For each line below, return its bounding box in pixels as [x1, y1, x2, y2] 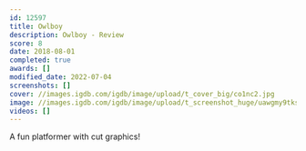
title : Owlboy [9, 22, 64, 31]
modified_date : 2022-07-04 [9, 73, 112, 82]
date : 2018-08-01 [9, 47, 76, 56]
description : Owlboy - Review [9, 30, 125, 39]
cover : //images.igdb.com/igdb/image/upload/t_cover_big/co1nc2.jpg [9, 89, 275, 98]
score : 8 [9, 38, 43, 48]
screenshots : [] [9, 81, 71, 90]
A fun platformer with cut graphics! [9, 131, 141, 142]
